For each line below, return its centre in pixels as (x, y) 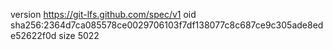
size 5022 (79, 35)
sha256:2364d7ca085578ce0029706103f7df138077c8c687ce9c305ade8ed (167, 25)
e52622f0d (33, 35)
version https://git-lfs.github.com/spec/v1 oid (103, 14)
